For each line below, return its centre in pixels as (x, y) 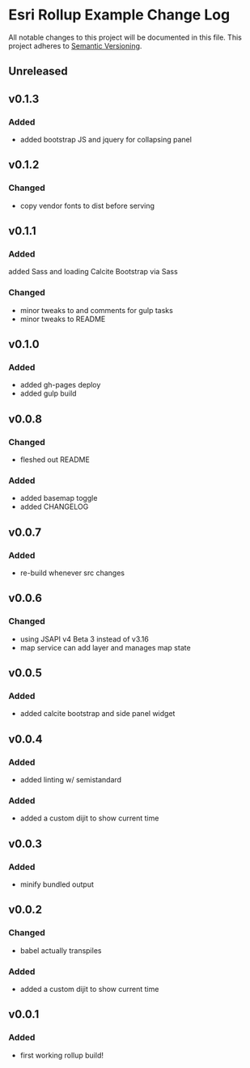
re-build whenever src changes (72, 573)
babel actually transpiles (61, 950)
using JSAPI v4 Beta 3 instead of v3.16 (85, 639)
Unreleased (38, 72)
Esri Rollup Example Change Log (119, 15)
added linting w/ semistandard (71, 780)
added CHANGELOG (54, 506)
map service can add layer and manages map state (106, 647)
